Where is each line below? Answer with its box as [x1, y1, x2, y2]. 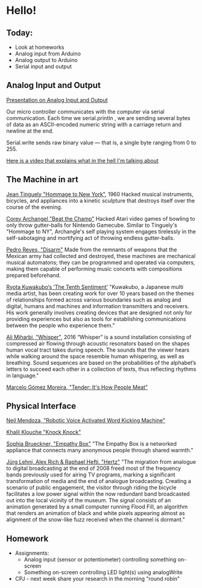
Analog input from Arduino [14, 50, 81, 57]
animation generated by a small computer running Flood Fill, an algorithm [6, 503, 188, 510]
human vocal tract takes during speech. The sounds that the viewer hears [6, 346, 190, 353]
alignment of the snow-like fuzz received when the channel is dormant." [6, 516, 185, 523]
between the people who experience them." [6, 321, 115, 329]
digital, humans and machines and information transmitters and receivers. [6, 302, 189, 309]
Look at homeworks [14, 43, 65, 51]
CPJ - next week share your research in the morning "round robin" [14, 575, 180, 583]
